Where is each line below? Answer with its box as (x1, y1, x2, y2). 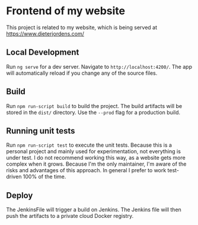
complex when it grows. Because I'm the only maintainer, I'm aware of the (6, 160, 187, 167)
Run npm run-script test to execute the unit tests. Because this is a (6, 141, 172, 149)
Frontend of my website (6, 4, 126, 18)
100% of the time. (23, 173, 66, 180)
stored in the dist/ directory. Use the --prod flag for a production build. (6, 109, 181, 116)
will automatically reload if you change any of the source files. (6, 69, 158, 77)
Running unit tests (6, 126, 75, 136)
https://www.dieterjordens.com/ (6, 30, 85, 37)
